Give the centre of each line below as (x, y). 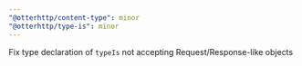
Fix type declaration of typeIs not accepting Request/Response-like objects (151, 52)
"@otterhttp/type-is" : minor (64, 26)
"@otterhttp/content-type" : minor (74, 18)
